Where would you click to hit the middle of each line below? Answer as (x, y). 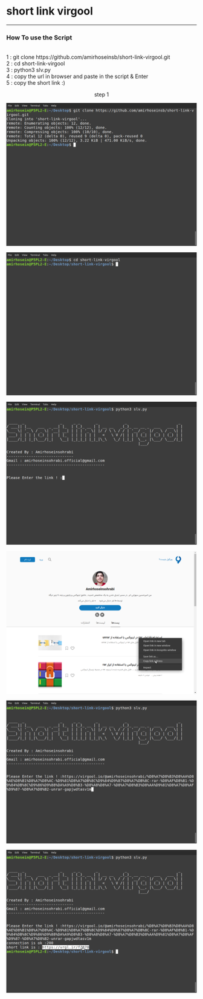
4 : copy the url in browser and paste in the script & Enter (77, 76)
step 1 (101, 94)
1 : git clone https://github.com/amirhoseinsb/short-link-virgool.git (88, 57)
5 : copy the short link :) (36, 83)
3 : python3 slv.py (29, 70)
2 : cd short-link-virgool (36, 64)
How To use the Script (39, 38)
